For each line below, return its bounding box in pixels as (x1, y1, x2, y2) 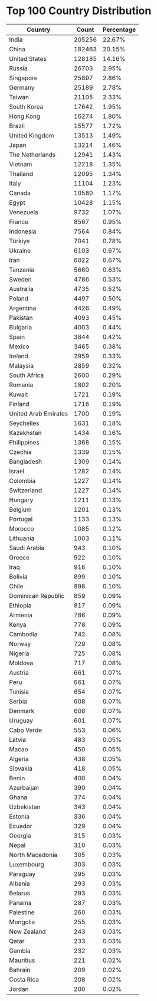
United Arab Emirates (9, 409, 68, 417)
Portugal (9, 515, 33, 523)
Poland (9, 294, 28, 302)
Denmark (9, 706, 35, 715)
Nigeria (9, 649, 30, 657)
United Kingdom (9, 131, 54, 139)
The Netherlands (9, 151, 56, 159)
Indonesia (9, 227, 37, 235)
